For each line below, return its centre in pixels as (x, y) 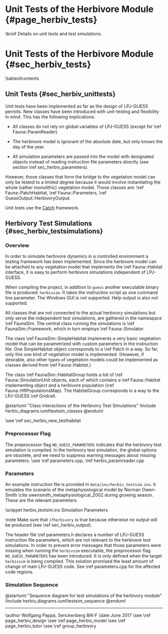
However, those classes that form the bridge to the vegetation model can (80, 176)
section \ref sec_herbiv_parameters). (50, 167)
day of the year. (28, 146)
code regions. (19, 571)
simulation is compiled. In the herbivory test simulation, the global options (81, 450)
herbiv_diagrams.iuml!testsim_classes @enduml (54, 411)
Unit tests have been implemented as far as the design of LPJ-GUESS (77, 106)
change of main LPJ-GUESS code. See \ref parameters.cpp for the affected (83, 566)
